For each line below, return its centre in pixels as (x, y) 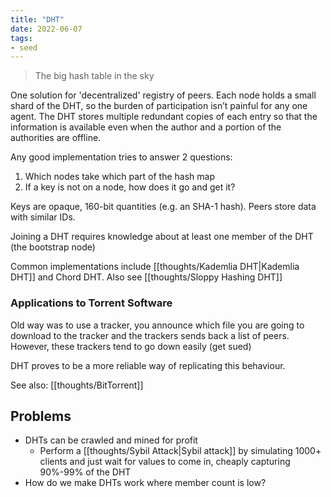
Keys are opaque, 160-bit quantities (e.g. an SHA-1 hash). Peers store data (163, 207)
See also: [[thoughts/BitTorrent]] (77, 385)
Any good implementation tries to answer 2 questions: (121, 157)
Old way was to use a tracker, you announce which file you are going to (157, 325)
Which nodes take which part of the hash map (120, 177)
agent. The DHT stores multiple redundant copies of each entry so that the (164, 117)
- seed (24, 47)
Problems (41, 416)
